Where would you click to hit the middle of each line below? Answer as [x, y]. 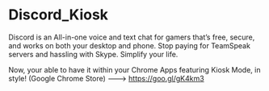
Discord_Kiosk [59, 15]
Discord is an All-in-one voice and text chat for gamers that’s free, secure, [132, 37]
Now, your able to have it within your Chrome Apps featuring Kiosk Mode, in [134, 69]
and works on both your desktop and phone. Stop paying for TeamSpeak [129, 45]
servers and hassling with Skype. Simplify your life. [93, 54]
